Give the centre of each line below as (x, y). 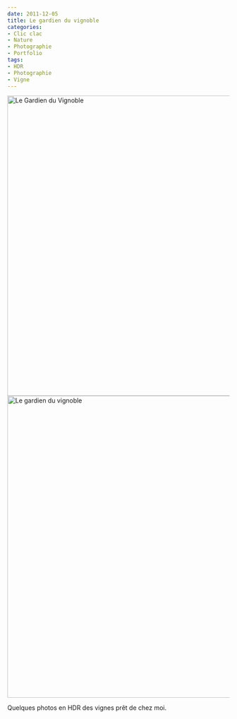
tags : (15, 60)
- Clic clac (25, 34)
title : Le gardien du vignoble (53, 20)
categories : (25, 27)
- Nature (20, 40)
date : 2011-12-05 (33, 14)
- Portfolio (25, 54)
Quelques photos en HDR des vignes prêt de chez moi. (87, 708)
